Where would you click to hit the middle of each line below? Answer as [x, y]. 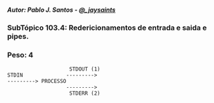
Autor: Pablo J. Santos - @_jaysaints [61, 10]
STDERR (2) [84, 93]
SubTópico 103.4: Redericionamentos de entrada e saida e [107, 28]
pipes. [18, 36]
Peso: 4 [20, 55]
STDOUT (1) [84, 69]
